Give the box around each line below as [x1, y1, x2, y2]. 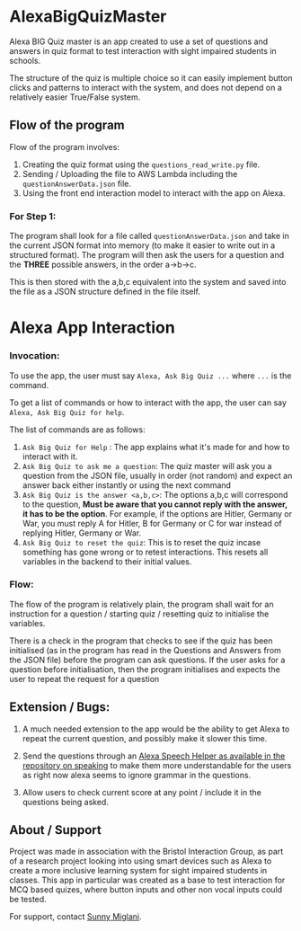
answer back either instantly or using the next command [22, 479, 232, 491]
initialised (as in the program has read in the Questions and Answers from [9, 644, 281, 655]
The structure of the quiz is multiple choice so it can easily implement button [9, 72, 293, 83]
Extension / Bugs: [9, 699, 111, 715]
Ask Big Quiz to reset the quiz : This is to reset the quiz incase [22, 536, 261, 547]
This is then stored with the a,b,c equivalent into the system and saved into [9, 277, 287, 288]
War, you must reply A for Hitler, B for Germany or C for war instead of [22, 518, 283, 528]
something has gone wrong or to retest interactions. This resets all [22, 546, 269, 557]
